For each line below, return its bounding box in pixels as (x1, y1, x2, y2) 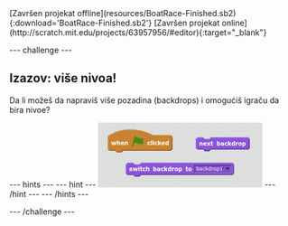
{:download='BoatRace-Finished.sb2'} (9, 17, 153, 28)
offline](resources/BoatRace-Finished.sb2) (77, 8, 237, 18)
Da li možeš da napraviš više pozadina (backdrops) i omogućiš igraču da (9, 94, 280, 106)
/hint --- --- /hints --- (9, 188, 89, 199)
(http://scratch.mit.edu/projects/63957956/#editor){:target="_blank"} (9, 27, 267, 38)
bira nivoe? (9, 104, 51, 115)
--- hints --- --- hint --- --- (9, 179, 276, 190)
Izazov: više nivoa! (9, 71, 117, 86)
